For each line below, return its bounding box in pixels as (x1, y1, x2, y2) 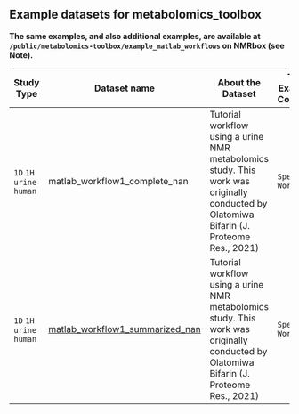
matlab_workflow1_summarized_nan (48, 322, 202, 335)
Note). (9, 49, 34, 61)
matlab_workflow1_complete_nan (48, 175, 189, 187)
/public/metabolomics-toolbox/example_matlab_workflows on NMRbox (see (9, 40, 285, 51)
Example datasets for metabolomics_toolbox (9, 7, 263, 22)
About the (217, 76, 261, 88)
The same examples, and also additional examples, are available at (9, 30, 261, 41)
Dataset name (94, 82, 156, 94)
